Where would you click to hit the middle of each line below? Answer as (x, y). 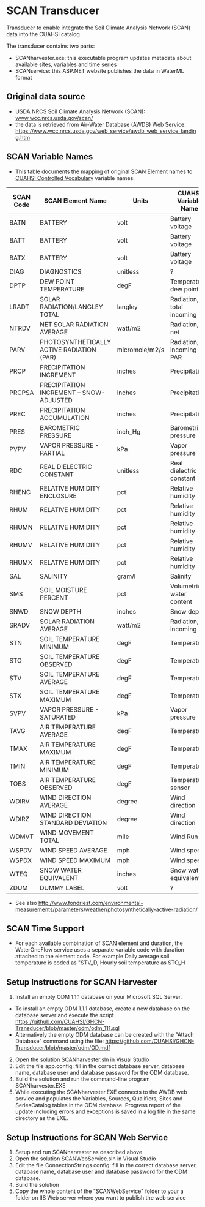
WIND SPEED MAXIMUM (75, 860)
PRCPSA (22, 393)
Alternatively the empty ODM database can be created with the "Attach (104, 1035)
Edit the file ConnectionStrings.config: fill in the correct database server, (106, 1165)
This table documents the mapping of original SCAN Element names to (104, 171)
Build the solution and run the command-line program (83, 1079)
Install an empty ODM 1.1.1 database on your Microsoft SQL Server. (99, 997)
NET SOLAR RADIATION (74, 324)
